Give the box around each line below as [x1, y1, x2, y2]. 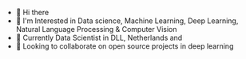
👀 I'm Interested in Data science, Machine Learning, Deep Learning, [15, 16, 239, 26]
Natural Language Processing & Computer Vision [15, 25, 177, 33]
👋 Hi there [15, 8, 50, 17]
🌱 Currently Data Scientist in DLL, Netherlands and [15, 33, 183, 42]
